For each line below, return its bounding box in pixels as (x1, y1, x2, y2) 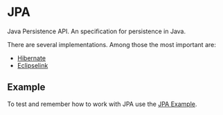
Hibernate (17, 53, 46, 62)
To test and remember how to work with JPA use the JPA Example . (7, 100, 197, 108)
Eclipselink (17, 61, 48, 69)
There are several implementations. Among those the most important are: (7, 40, 216, 48)
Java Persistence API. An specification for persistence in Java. (7, 27, 186, 35)
